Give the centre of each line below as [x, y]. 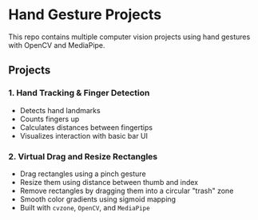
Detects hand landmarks [60, 110]
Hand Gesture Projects [85, 15]
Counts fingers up [50, 119]
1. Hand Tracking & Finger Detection [79, 93]
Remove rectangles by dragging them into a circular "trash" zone [127, 191]
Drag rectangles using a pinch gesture [83, 174]
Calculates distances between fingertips [86, 127]
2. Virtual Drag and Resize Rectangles [83, 156]
